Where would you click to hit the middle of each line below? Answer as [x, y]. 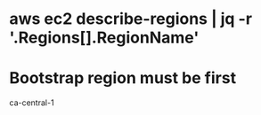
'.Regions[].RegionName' [104, 38]
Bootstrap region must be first [123, 78]
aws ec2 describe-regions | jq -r [130, 19]
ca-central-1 [32, 103]
